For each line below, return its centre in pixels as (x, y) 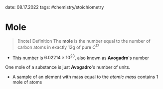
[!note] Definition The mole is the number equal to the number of (84, 41)
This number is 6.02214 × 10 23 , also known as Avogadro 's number (81, 57)
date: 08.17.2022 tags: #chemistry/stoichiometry (55, 7)
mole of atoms (27, 82)
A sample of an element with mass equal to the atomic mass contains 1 (85, 77)
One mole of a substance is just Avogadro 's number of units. (68, 67)
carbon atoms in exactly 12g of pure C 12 (58, 47)
